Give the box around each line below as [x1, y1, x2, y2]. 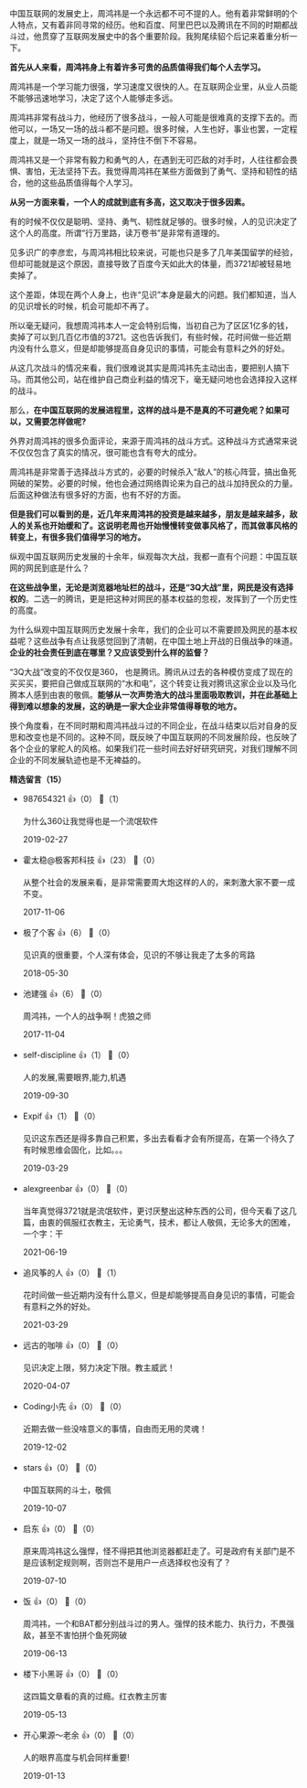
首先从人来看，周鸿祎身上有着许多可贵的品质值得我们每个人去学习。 [9, 62, 266, 72]
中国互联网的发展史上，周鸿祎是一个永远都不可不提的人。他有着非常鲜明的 [9, 8, 290, 18]
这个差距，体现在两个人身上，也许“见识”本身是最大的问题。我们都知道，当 [9, 289, 290, 300]
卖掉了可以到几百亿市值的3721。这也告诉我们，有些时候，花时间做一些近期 [9, 332, 291, 342]
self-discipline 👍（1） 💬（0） [22, 1050, 135, 1060]
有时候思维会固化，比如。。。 [22, 1144, 128, 1155]
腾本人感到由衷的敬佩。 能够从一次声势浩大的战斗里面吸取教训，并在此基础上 [9, 690, 298, 700]
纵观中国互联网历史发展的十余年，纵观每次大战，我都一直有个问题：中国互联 [9, 551, 298, 562]
